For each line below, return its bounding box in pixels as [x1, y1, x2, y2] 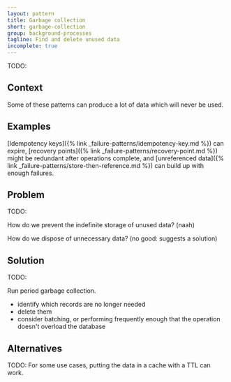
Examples [7, 121, 51, 132]
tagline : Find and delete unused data [7, 36, 120, 43]
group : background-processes [7, 29, 92, 37]
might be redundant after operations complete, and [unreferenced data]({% [7, 154, 225, 162]
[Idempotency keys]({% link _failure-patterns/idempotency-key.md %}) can [7, 139, 225, 147]
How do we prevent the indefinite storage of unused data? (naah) [7, 221, 195, 229]
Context [7, 82, 43, 94]
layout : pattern [7, 10, 54, 17]
